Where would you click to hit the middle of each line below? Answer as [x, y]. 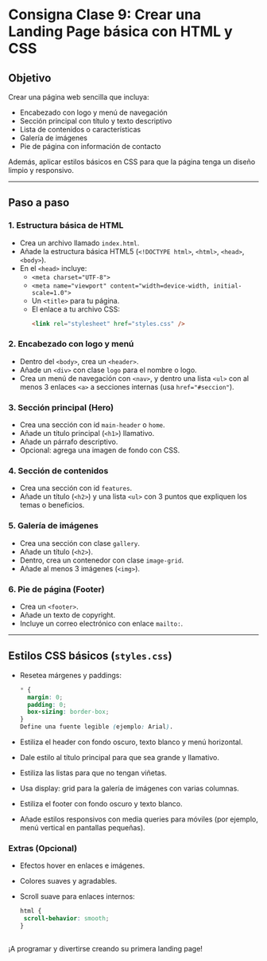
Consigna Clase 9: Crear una [105, 15]
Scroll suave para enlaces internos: [77, 896]
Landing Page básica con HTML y [120, 31]
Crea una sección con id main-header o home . [92, 425]
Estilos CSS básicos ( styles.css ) [90, 656]
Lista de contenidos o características [80, 129]
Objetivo [30, 78]
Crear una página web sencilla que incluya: [79, 97]
